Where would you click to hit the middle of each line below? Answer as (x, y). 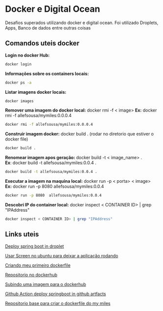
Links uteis (22, 234)
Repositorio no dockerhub (31, 275)
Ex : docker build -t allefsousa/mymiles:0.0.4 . (51, 163)
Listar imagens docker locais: (36, 92)
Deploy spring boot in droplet (35, 246)
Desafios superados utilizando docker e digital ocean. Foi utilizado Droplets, (82, 23)
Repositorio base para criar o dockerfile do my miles (58, 303)
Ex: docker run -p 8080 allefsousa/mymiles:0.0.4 (55, 186)
